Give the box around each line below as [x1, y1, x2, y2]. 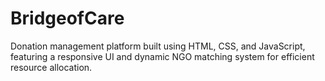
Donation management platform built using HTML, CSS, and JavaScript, [10, 40, 306, 52]
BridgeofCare [10, 7, 125, 30]
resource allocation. [10, 61, 93, 73]
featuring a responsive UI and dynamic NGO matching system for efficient [10, 50, 315, 62]
